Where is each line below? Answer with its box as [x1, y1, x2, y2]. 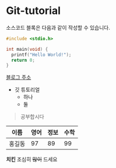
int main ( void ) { [6, 46, 48, 52]
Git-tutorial [6, 4, 61, 17]
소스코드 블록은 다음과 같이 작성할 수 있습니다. [6, 24, 111, 31]
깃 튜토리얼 [14, 86, 40, 93]
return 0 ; [11, 57, 35, 63]
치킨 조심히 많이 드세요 [6, 156, 58, 163]
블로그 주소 [6, 74, 31, 81]
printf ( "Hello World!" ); [11, 51, 72, 58]
